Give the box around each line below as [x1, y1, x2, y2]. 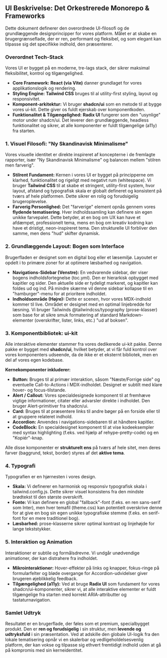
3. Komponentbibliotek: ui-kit [5, 330, 78, 337]
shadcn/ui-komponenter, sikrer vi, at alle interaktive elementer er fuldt [12, 586, 156, 592]
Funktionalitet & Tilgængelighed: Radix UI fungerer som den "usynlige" [12, 112, 161, 118]
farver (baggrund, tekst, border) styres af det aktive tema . [5, 450, 125, 456]
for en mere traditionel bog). [21, 515, 80, 521]
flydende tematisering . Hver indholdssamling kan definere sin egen [12, 209, 153, 215]
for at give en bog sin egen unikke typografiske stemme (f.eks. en [12, 510, 148, 516]
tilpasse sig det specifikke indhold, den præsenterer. [5, 41, 113, 47]
